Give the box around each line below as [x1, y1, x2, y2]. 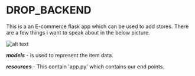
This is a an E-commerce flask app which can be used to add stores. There [6, 23, 189, 30]
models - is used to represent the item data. [6, 51, 113, 58]
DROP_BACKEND [6, 4, 92, 17]
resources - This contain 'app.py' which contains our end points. [6, 63, 164, 70]
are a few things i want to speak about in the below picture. [6, 29, 151, 36]
